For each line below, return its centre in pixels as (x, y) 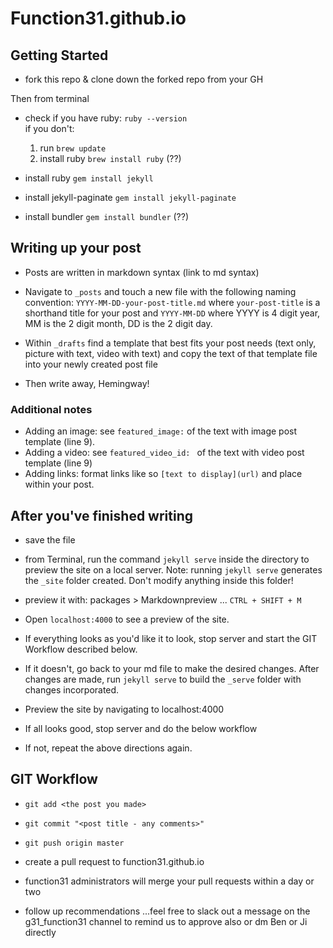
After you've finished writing (102, 515)
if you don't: (49, 128)
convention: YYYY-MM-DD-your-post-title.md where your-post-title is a (172, 302)
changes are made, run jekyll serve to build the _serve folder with (163, 679)
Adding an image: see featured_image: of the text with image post (161, 431)
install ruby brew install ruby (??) (110, 158)
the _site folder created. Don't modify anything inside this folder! (159, 580)
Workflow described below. (81, 649)
